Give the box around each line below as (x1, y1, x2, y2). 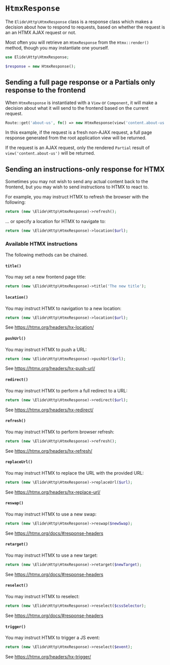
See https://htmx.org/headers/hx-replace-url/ (5, 489, 100, 495)
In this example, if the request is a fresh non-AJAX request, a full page (5, 129, 152, 136)
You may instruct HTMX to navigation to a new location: (5, 305, 122, 311)
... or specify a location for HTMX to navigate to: (5, 218, 106, 225)
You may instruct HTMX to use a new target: (5, 552, 98, 558)
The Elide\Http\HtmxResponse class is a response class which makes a (5, 18, 153, 24)
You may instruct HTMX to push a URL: (5, 346, 87, 353)
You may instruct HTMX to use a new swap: (5, 511, 97, 517)
